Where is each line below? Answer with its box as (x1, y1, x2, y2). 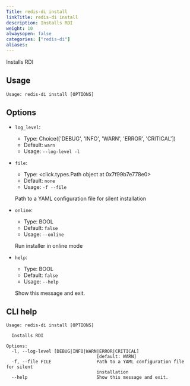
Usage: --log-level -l (23, 147, 80, 155)
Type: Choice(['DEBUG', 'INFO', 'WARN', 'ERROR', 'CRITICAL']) (23, 135, 176, 142)
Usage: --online (23, 231, 64, 238)
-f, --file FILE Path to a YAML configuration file (11, 359, 185, 365)
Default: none (23, 177, 55, 184)
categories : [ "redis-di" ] (6, 36, 70, 42)
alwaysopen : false (6, 31, 52, 37)
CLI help (6, 306, 37, 316)
